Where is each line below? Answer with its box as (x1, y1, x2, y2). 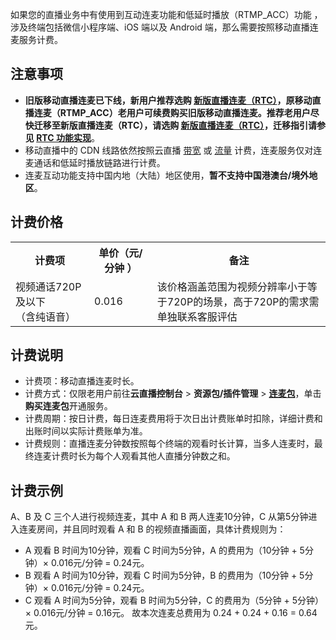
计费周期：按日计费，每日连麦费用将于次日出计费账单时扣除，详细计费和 (24, 413, 323, 425)
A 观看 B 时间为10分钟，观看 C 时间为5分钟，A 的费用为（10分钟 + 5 (24, 544, 305, 557)
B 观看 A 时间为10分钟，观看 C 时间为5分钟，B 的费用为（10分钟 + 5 (24, 569, 305, 582)
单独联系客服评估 (156, 309, 238, 323)
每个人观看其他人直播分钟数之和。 (94, 450, 236, 462)
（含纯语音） (15, 309, 77, 323)
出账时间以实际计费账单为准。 (24, 425, 148, 437)
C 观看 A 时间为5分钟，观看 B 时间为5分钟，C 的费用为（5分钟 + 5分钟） (24, 594, 325, 607)
